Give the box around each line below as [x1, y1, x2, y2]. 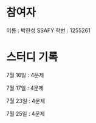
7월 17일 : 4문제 [6, 84, 44, 91]
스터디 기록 [6, 50, 58, 64]
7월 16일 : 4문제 [6, 71, 44, 79]
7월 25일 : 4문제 [6, 110, 46, 117]
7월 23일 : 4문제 [6, 97, 46, 104]
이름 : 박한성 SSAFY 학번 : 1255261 [6, 27, 91, 34]
